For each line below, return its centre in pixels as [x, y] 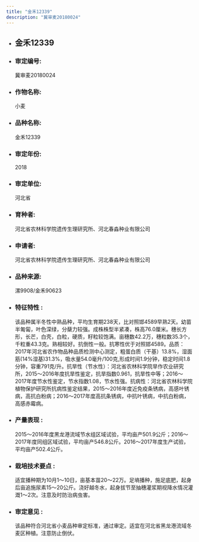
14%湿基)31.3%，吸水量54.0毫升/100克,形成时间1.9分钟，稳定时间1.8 [106, 359]
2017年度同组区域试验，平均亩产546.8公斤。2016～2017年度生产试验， [102, 442]
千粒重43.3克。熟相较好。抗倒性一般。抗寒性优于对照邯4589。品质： [100, 344]
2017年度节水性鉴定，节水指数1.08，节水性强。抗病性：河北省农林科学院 [104, 381]
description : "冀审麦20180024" [44, 17]
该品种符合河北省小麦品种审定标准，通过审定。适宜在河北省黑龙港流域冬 [103, 526]
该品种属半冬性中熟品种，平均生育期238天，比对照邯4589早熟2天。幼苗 [103, 322]
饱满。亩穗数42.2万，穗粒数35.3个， [148, 336]
